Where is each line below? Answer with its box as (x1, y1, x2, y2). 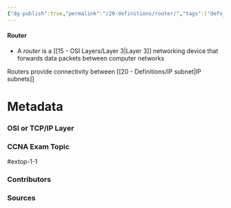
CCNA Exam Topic (7, 142, 70, 152)
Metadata (7, 99, 63, 114)
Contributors (7, 175, 52, 185)
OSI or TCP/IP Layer (7, 123, 74, 133)
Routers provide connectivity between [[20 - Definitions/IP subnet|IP (7, 67, 201, 76)
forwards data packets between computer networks (16, 54, 165, 62)
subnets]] (7, 74, 34, 83)
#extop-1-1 (7, 158, 38, 166)
